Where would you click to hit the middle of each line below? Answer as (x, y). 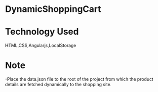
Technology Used (42, 32)
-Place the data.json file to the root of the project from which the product (79, 79)
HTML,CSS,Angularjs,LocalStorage (41, 46)
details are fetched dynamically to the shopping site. (59, 85)
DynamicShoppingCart (53, 9)
